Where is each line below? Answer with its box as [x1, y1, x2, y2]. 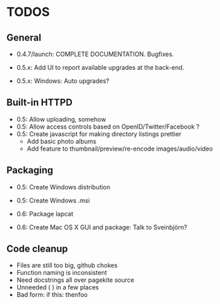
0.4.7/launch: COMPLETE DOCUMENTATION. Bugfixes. [16, 50, 174, 58]
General [6, 32, 42, 44]
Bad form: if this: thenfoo [16, 291, 88, 299]
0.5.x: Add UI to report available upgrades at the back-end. [16, 64, 185, 71]
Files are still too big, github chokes [16, 261, 118, 269]
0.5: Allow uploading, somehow [16, 115, 107, 123]
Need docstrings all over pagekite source [16, 276, 134, 284]
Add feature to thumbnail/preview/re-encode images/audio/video [26, 144, 213, 153]
